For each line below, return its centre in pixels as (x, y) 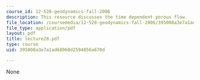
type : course (22, 45)
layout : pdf (21, 34)
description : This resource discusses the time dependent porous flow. (97, 17)
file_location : (25, 22)
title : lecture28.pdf (33, 39)
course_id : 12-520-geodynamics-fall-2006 (58, 11)
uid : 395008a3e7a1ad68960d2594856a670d (56, 50)
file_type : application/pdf (41, 28)
